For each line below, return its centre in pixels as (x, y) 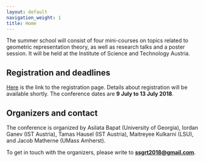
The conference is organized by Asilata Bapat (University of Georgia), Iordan (102, 128)
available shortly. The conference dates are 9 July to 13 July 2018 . (90, 94)
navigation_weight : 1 (34, 18)
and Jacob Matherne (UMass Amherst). (56, 140)
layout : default (27, 12)
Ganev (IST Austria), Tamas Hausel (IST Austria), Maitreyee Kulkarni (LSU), (100, 134)
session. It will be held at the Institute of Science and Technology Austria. (98, 54)
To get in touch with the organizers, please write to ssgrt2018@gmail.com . (101, 152)
